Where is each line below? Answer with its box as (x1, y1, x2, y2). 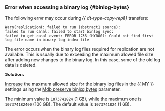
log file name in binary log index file (5, 37, 90, 43)
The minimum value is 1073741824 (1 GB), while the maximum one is (5, 96, 142, 102)
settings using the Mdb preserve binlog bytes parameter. (5, 86, 121, 92)
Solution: (5, 72, 25, 77)
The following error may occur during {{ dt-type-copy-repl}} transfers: (5, 15, 149, 21)
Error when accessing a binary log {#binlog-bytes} (5, 4, 130, 11)
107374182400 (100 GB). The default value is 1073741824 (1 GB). (5, 101, 131, 107)
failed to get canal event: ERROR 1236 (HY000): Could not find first (5, 34, 154, 38)
